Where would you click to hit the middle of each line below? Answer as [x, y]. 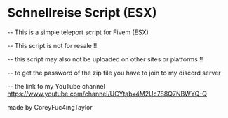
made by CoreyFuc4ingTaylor [50, 107]
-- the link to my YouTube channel [56, 86]
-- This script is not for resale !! [52, 45]
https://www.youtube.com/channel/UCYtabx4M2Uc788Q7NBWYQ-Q [107, 94]
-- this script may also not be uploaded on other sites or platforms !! [105, 59]
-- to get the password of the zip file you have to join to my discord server [114, 73]
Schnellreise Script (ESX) [82, 13]
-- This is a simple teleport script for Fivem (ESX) [78, 32]
